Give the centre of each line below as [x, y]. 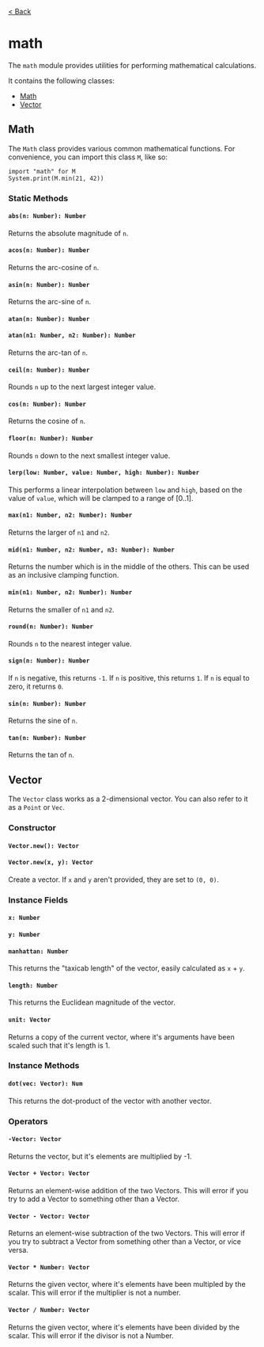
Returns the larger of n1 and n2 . [59, 532]
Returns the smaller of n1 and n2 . [61, 609]
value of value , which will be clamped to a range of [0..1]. [101, 498]
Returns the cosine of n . [47, 421]
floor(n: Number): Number [51, 439]
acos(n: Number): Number [49, 250]
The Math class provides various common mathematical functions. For [122, 148]
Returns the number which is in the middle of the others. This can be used [129, 567]
